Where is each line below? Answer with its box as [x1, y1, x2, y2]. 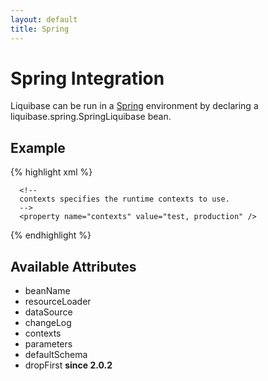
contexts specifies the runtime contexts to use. [19, 194, 230, 205]
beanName [24, 285, 71, 297]
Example [10, 139, 66, 156]
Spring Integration [10, 67, 165, 90]
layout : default [10, 14, 78, 25]
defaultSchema [24, 349, 88, 361]
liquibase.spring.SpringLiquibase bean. [10, 111, 172, 123]
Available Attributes [10, 258, 137, 275]
